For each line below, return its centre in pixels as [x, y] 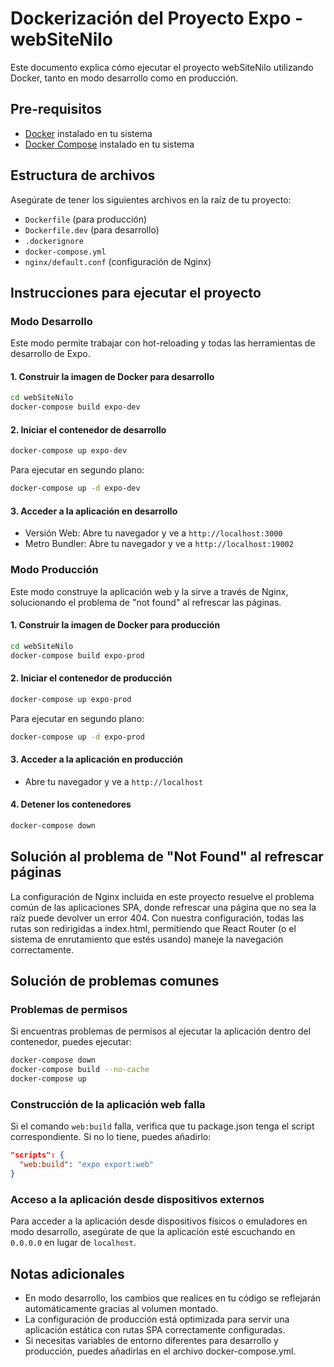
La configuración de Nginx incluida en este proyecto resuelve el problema [162, 896]
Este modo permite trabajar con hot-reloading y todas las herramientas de [163, 343]
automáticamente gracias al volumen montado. [121, 1308]
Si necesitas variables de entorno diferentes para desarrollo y [151, 1340]
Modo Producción [54, 570]
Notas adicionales [67, 1273]
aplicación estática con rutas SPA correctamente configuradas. [155, 1330]
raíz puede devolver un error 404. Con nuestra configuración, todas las [157, 918]
